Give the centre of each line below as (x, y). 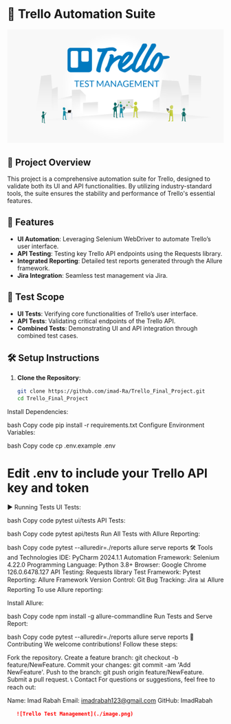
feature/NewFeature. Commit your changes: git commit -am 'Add (99, 665)
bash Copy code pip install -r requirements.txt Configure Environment (106, 425)
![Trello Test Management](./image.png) (75, 714)
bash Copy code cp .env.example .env (61, 446)
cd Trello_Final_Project (53, 399)
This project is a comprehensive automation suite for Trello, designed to (109, 179)
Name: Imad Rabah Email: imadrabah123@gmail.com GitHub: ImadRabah (110, 701)
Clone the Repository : (49, 378)
